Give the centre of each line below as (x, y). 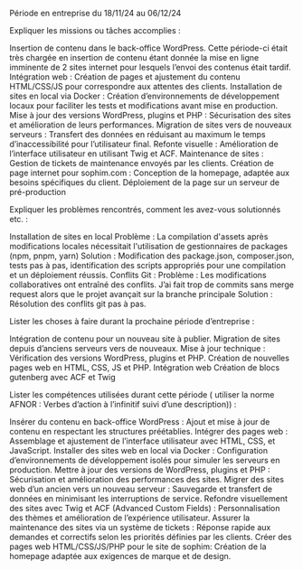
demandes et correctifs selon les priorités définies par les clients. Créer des (151, 537)
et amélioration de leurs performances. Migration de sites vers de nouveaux (151, 125)
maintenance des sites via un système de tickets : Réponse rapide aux (140, 527)
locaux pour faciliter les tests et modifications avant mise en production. (144, 106)
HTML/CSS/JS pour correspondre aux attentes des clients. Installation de (146, 86)
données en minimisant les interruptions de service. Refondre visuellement (148, 499)
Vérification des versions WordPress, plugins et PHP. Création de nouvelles (149, 358)
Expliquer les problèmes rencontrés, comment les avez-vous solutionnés (145, 210)
